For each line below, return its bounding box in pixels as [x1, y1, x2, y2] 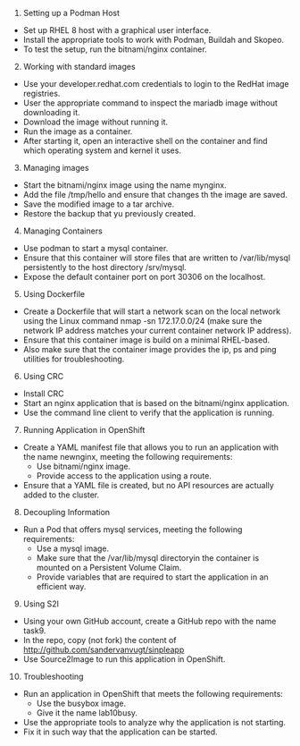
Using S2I [22, 598, 60, 609]
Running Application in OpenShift [22, 425, 146, 435]
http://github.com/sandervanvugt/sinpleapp [22, 644, 185, 655]
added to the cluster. [22, 489, 100, 500]
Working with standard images [22, 62, 137, 72]
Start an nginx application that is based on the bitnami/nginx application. [22, 398, 289, 408]
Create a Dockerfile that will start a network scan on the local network [22, 306, 280, 317]
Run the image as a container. [22, 126, 133, 137]
